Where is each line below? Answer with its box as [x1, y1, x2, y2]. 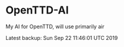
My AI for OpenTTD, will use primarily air [5, 23, 104, 30]
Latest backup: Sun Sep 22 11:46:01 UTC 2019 [5, 34, 118, 41]
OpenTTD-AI [5, 4, 69, 17]
